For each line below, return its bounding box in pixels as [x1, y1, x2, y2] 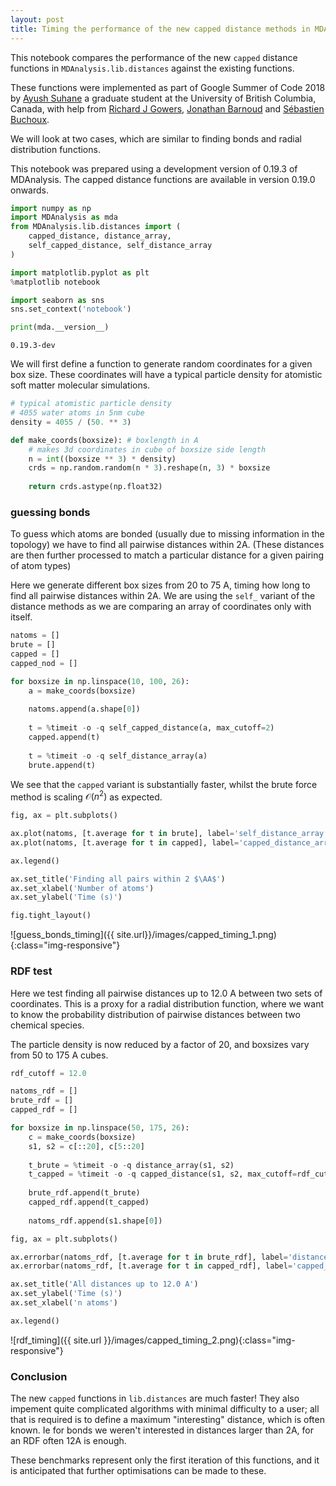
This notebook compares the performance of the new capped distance [10, 51, 298, 63]
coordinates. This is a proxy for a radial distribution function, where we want [10, 997, 325, 1010]
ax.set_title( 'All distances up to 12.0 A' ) [10, 1279, 199, 1290]
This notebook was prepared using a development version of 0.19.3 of [10, 162, 298, 175]
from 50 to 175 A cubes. [10, 1049, 109, 1061]
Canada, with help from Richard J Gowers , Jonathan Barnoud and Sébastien [10, 102, 325, 115]
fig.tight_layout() [10, 911, 92, 921]
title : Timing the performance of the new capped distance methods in [10, 24, 311, 34]
